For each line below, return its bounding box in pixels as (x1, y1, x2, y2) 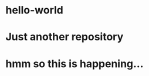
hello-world (5, 4, 64, 17)
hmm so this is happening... (5, 57, 144, 70)
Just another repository (5, 30, 124, 44)
